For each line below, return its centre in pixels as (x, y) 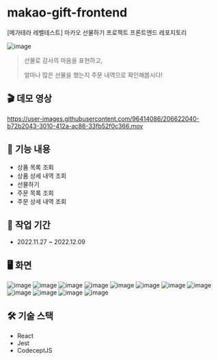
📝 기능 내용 (29, 149)
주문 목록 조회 (35, 193)
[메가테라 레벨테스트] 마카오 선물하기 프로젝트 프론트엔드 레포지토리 (97, 32)
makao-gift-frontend (67, 13)
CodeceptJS (35, 350)
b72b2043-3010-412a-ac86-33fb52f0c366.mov (75, 126)
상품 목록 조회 (35, 167)
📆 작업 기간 (29, 225)
